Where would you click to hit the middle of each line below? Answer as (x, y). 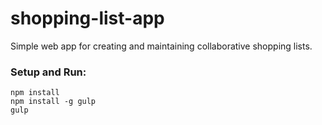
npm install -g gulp (53, 102)
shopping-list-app (87, 18)
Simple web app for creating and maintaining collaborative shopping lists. (161, 46)
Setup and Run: (48, 72)
